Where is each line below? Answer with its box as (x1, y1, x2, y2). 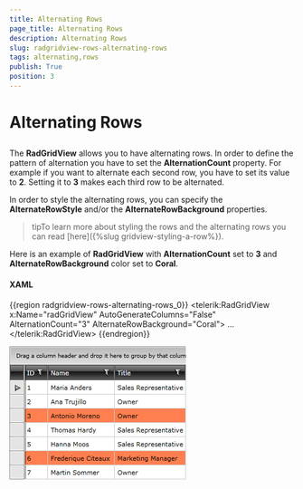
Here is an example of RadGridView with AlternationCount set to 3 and (9, 249, 278, 260)
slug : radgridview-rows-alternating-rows (9, 43, 168, 53)
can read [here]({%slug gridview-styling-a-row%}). (31, 231, 224, 242)
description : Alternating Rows (9, 34, 128, 43)
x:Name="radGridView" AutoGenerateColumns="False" (9, 309, 217, 320)
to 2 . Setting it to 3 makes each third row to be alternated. (9, 177, 224, 187)
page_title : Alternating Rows (9, 24, 124, 34)
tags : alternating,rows (9, 53, 99, 62)
